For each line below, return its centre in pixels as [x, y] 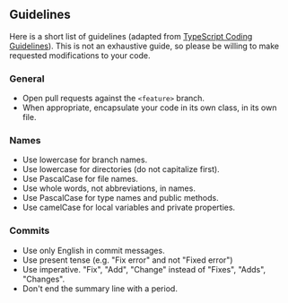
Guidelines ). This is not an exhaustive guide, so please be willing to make [144, 46]
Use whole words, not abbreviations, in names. [109, 188]
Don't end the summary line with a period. [100, 288]
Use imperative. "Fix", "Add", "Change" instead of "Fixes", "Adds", [144, 269]
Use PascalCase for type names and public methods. [120, 198]
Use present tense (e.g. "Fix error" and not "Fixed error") [127, 260]
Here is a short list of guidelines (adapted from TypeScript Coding [131, 36]
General [27, 78]
